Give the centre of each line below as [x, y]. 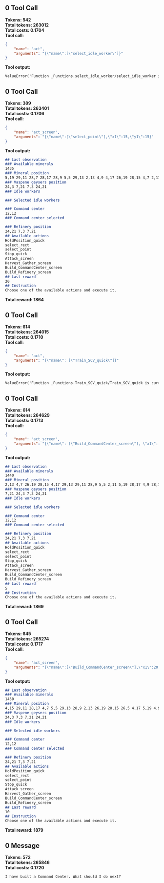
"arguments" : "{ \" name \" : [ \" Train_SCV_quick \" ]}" [66, 360]
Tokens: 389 [18, 103]
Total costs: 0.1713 [24, 421]
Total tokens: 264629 [27, 415]
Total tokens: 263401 [27, 108]
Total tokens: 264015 [27, 332]
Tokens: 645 [18, 634]
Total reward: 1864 [24, 300]
